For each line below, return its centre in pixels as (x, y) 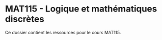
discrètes (25, 19)
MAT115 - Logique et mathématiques (81, 9)
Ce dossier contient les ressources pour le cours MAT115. (63, 32)
